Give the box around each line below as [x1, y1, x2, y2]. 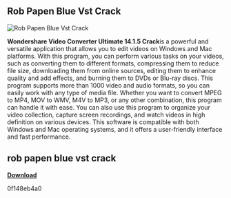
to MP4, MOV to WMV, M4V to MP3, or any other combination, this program [7, 96, 222, 104]
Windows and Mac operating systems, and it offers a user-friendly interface [7, 125, 223, 133]
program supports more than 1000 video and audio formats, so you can [7, 81, 210, 89]
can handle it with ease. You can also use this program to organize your [7, 103, 210, 111]
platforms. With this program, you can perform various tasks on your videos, [7, 52, 224, 60]
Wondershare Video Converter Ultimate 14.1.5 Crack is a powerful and [7, 37, 209, 46]
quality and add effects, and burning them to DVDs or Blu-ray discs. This [7, 74, 214, 82]
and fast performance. [7, 132, 71, 141]
